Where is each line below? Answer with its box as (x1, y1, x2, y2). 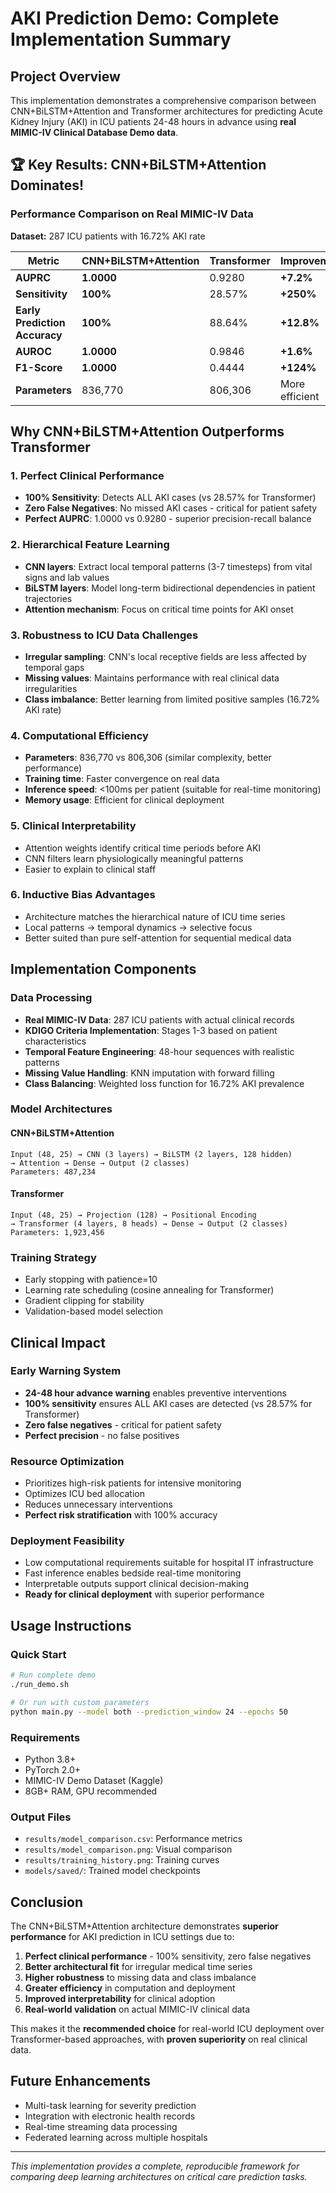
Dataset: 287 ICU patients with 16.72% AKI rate (10, 230, 206, 242)
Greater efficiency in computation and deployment (24, 1982, 236, 1994)
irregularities (24, 682, 78, 694)
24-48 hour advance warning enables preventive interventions (24, 1387, 288, 1399)
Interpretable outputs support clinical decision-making (24, 1578, 250, 1590)
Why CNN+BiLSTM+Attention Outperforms (10, 423, 285, 441)
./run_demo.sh (10, 1680, 70, 1690)
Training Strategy (10, 1250, 97, 1264)
